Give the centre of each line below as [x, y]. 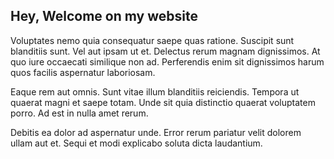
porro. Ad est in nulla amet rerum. [79, 113]
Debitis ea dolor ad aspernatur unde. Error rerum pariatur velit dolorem [156, 132]
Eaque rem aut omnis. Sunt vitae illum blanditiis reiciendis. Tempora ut [155, 91]
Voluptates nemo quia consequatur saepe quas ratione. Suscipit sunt [152, 40]
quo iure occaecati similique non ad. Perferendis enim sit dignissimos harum [167, 61]
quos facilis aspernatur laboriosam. [83, 72]
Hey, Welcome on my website [104, 16]
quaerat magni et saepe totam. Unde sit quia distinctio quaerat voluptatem [163, 102]
